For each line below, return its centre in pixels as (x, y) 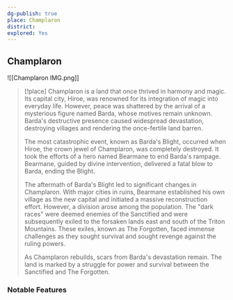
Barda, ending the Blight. (59, 172)
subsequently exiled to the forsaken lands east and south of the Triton (124, 222)
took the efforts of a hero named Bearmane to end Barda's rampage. (122, 156)
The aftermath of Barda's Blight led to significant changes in (110, 185)
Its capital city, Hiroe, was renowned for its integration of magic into (121, 99)
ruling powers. (45, 244)
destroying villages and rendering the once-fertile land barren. (113, 128)
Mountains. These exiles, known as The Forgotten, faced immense (119, 229)
